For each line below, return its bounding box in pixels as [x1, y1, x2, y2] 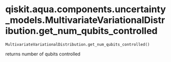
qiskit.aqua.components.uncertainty [5, 4, 166, 15]
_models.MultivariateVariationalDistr [5, 14, 165, 26]
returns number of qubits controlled [5, 51, 81, 57]
